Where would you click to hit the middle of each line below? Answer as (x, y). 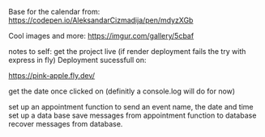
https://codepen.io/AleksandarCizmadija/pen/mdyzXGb (101, 20)
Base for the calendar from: (54, 12)
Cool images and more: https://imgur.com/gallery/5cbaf (101, 36)
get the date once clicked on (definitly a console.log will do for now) (122, 91)
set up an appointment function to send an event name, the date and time (131, 107)
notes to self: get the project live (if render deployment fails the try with (127, 51)
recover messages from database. (66, 124)
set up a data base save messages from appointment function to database (132, 115)
